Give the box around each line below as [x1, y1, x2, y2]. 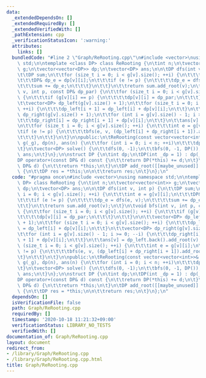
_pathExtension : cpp [12, 32, 64, 38]
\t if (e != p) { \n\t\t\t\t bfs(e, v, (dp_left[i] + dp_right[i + [17, 129, 185, 135]
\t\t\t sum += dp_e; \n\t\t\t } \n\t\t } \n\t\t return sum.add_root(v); [17, 83, 191, 89]
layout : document [6, 339, 51, 346]
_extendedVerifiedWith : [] [12, 26, 81, 32]
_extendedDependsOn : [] [12, 15, 72, 21]
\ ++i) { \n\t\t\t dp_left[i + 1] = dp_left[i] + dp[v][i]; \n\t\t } [17, 105, 188, 112]
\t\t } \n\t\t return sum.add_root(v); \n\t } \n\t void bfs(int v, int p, [17, 203, 196, 209]
